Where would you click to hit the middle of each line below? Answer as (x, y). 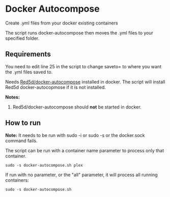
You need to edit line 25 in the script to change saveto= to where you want (83, 66)
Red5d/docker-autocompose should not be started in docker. (77, 107)
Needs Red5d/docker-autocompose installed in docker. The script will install (85, 81)
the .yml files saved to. (29, 72)
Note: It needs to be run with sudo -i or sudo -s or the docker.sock (75, 135)
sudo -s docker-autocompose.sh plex (44, 165)
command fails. (21, 140)
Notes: (13, 97)
